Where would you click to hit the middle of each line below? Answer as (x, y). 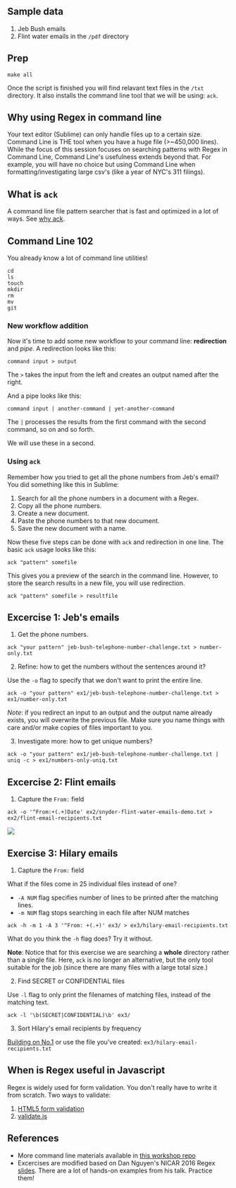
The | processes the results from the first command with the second (107, 422)
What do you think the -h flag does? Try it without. (80, 939)
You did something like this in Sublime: (63, 484)
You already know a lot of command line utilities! (77, 258)
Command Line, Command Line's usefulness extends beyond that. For (109, 157)
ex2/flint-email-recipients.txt (55, 818)
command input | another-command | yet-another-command (91, 409)
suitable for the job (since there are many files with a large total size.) (107, 968)
